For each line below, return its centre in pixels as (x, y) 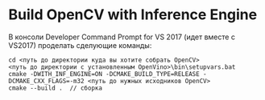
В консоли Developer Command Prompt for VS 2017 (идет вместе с (122, 37)
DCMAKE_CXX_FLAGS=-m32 (46, 81)
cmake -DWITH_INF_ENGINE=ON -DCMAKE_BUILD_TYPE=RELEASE (104, 74)
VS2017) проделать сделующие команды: (80, 45)
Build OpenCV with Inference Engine (133, 15)
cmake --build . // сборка (56, 88)
